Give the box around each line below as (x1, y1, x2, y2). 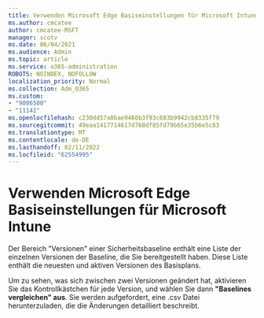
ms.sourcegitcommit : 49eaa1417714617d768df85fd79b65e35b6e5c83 (8, 121, 220, 129)
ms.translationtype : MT (8, 128, 86, 136)
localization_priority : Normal (8, 77, 111, 85)
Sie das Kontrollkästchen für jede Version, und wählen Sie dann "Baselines (8, 284, 251, 294)
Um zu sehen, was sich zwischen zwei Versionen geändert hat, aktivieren (8, 276, 247, 286)
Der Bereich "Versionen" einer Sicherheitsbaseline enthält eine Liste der (8, 244, 241, 253)
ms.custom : (8, 92, 44, 100)
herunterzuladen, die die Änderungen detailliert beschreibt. (8, 301, 200, 311)
